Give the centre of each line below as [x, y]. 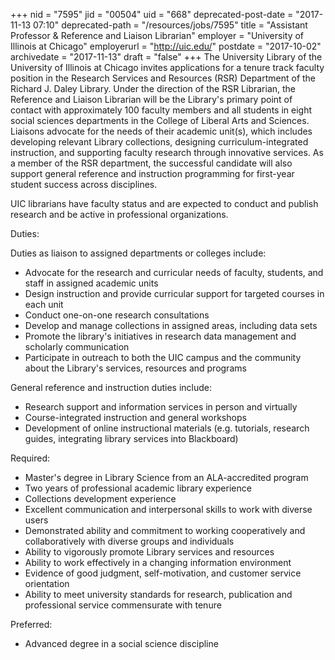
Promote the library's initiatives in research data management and [160, 336]
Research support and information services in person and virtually [161, 407]
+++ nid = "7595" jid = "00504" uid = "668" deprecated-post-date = [152, 14]
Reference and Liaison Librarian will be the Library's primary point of [151, 99]
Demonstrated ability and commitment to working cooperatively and [165, 530]
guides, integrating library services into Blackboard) [131, 438]
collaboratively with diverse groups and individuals [129, 541]
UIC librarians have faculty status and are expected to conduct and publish [164, 203]
